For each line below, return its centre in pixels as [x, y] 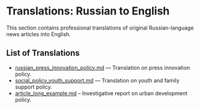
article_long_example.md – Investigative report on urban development [101, 93]
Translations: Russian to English [88, 11]
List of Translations [43, 53]
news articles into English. [38, 34]
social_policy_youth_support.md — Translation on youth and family [97, 80]
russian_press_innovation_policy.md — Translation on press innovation [102, 67]
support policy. [33, 87]
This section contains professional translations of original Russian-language [100, 28]
